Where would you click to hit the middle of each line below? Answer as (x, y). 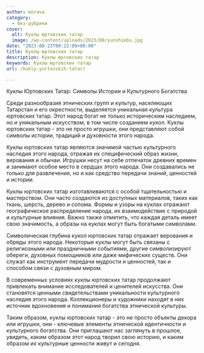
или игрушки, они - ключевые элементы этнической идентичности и (96, 324)
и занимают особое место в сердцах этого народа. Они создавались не (100, 167)
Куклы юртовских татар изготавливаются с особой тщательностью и (97, 191)
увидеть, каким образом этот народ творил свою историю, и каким (95, 337)
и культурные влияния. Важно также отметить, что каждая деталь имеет (102, 218)
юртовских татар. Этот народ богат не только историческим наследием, (101, 116)
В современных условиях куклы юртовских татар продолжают (89, 280)
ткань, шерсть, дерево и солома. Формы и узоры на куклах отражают (98, 204)
